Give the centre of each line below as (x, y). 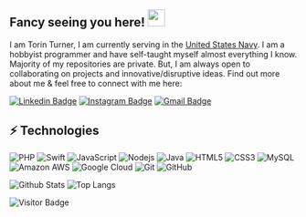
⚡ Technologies (54, 131)
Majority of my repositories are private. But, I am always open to (130, 64)
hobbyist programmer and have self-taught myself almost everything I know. (153, 54)
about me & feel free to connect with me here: (96, 83)
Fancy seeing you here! (78, 22)
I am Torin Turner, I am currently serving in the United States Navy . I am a (147, 44)
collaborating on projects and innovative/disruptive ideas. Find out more (145, 73)
